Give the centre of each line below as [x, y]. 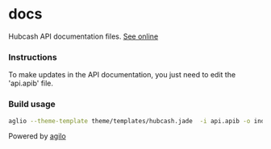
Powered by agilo [37, 136]
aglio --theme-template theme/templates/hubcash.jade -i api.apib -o [129, 121]
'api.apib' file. [31, 83]
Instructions [33, 57]
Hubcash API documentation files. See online [83, 36]
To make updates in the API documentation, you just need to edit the [122, 75]
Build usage [32, 104]
